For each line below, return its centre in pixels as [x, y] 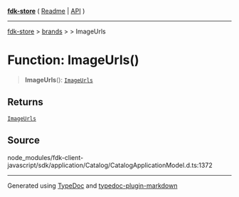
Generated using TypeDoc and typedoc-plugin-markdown [92, 186]
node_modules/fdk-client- [46, 157]
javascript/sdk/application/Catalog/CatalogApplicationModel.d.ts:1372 [110, 165]
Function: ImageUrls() [74, 60]
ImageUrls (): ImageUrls [59, 80]
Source [24, 140]
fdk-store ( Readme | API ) [46, 11]
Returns [26, 102]
